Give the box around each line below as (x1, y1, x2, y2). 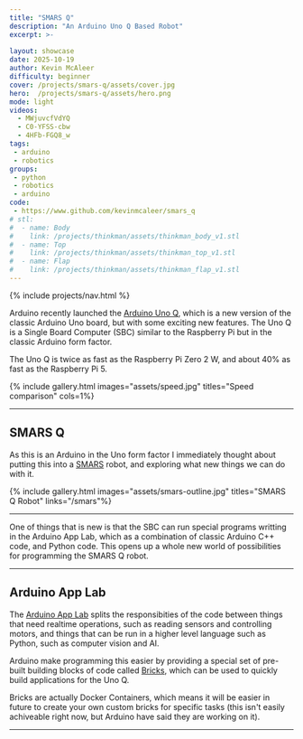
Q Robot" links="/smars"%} (9, 495, 113, 506)
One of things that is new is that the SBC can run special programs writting (9, 521, 287, 532)
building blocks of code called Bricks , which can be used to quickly (27, 665, 278, 676)
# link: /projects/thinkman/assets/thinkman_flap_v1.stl (9, 266, 241, 275)
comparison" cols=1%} (9, 390, 95, 401)
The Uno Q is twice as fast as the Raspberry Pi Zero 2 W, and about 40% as (9, 353, 291, 364)
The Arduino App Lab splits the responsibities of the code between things (9, 609, 283, 620)
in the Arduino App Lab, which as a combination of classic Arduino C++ (9, 530, 275, 542)
